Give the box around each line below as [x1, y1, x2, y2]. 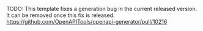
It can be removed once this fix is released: [6, 12, 115, 19]
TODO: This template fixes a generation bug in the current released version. [6, 5, 197, 12]
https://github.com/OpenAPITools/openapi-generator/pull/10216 [6, 18, 168, 25]
